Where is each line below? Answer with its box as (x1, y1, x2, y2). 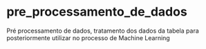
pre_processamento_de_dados (6, 4, 187, 20)
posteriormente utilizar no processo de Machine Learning (6, 33, 170, 42)
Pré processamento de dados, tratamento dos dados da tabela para (6, 27, 200, 35)
